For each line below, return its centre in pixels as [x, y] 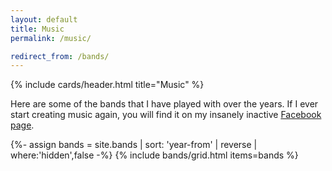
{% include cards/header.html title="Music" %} [107, 85]
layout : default [44, 19]
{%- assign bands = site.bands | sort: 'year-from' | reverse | [134, 145]
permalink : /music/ [51, 38]
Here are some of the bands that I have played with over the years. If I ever [164, 104]
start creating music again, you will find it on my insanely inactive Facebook [166, 115]
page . [22, 125]
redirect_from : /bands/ [60, 56]
